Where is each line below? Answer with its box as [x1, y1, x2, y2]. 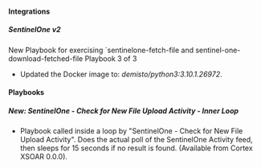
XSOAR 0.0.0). [19, 152, 68, 162]
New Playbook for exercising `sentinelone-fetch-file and [8, 45, 194, 55]
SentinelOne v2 [8, 25, 62, 35]
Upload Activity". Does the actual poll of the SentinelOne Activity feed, [19, 135, 253, 145]
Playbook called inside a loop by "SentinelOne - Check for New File [19, 126, 243, 136]
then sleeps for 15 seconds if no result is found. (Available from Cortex [19, 143, 253, 153]
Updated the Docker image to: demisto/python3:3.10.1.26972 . [19, 69, 222, 79]
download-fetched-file [8, 53, 84, 64]
